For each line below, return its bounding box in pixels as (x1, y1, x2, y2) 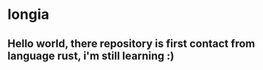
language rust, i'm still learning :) (7, 49, 175, 62)
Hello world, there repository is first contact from (7, 37, 256, 50)
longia (7, 6, 49, 24)
